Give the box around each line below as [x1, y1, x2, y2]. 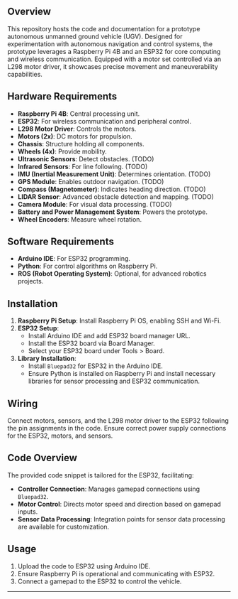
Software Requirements [7, 236, 115, 248]
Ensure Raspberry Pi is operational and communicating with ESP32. [17, 569, 215, 578]
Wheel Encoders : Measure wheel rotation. [17, 215, 142, 223]
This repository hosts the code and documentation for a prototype [7, 24, 200, 33]
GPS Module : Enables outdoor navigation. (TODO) [17, 177, 164, 185]
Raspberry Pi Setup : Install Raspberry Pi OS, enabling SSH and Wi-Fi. [17, 316, 222, 325]
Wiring [7, 397, 38, 409]
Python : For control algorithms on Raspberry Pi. [17, 262, 158, 271]
